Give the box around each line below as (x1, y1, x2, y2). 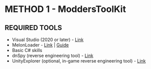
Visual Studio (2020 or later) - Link (12, 36, 84, 42)
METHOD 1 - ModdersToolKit (5, 3, 126, 15)
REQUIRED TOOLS (5, 23, 62, 32)
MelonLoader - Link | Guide (12, 42, 69, 48)
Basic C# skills (12, 47, 43, 53)
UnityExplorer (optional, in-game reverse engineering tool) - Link (12, 58, 146, 63)
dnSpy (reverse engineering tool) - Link (12, 52, 94, 58)
